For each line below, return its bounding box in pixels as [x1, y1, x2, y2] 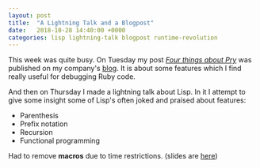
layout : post [8, 11, 52, 20]
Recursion [19, 128, 53, 137]
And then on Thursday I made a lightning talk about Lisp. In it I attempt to [8, 88, 246, 97]
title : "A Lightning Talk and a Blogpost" [8, 19, 155, 27]
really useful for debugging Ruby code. [8, 72, 136, 81]
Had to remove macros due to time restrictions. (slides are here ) [8, 151, 218, 161]
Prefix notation [19, 119, 68, 129]
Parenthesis [19, 111, 59, 121]
